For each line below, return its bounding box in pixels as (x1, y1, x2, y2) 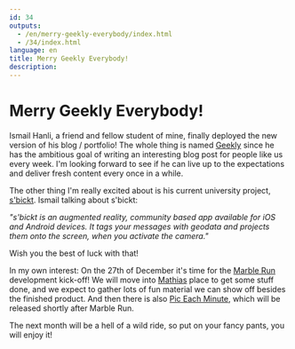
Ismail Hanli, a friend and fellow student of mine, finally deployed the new (9, 130, 278, 140)
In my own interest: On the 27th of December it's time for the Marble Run (9, 265, 276, 275)
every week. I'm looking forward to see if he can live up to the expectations (9, 158, 285, 169)
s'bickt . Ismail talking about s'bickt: (9, 194, 139, 205)
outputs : (9, 21, 42, 30)
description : (9, 63, 58, 72)
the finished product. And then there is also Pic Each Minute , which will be (9, 293, 282, 304)
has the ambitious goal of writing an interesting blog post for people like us (9, 148, 283, 160)
